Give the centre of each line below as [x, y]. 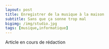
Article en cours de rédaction [35, 42]
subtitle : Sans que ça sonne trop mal [46, 19]
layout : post [19, 10]
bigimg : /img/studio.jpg [31, 24]
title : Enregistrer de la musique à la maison [55, 14]
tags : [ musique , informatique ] [37, 28]
